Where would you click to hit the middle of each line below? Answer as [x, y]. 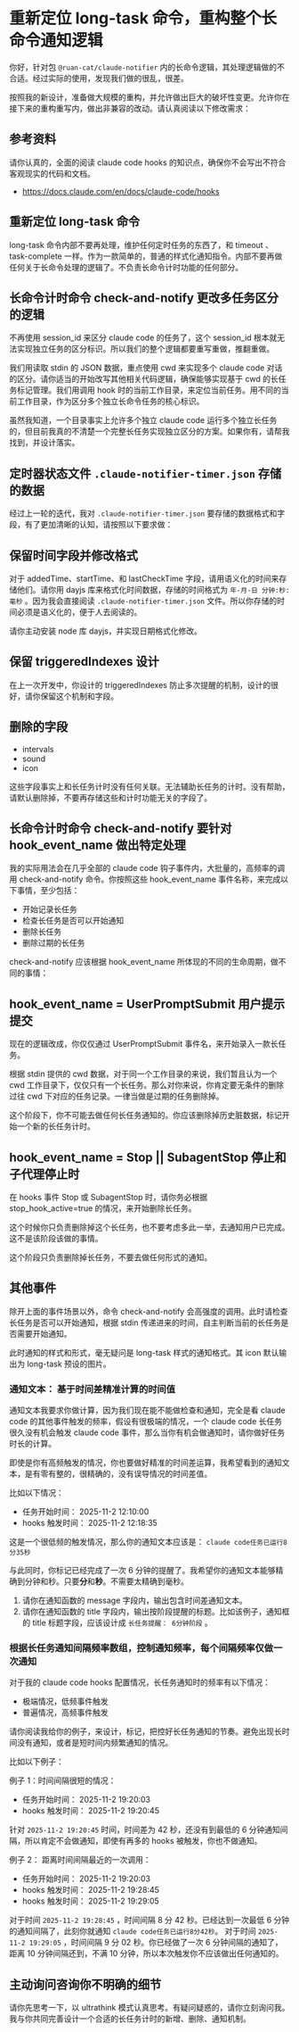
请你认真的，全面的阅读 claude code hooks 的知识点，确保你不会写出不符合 [148, 162]
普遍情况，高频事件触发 [65, 1713]
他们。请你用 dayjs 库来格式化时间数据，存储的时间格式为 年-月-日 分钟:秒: [153, 589]
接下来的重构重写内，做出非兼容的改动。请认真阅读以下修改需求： [130, 108]
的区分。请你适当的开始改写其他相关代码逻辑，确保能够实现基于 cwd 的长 [144, 379]
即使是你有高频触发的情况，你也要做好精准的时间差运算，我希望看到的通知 [145, 1463]
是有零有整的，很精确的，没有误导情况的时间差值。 [118, 1474]
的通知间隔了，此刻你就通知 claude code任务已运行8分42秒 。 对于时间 [133, 1931]
